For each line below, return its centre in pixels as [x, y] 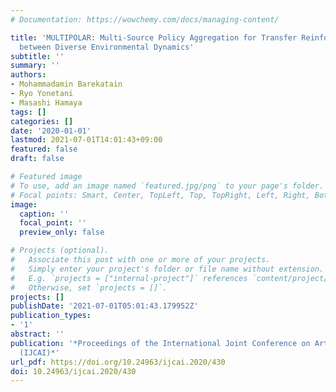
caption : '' [44, 214]
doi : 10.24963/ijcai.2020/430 [73, 371]
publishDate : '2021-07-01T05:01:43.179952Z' [104, 306]
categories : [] [42, 121]
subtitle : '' [37, 56]
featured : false [44, 149]
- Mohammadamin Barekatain [66, 84]
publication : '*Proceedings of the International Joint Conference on [160, 343]
